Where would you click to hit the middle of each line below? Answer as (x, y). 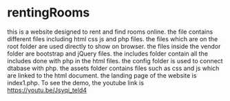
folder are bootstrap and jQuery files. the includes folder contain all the (108, 54)
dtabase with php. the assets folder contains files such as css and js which (113, 68)
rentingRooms (49, 13)
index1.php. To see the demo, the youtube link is (76, 82)
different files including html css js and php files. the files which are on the (113, 38)
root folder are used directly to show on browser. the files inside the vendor (114, 46)
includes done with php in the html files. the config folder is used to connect (115, 60)
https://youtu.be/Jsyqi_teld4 (47, 90)
